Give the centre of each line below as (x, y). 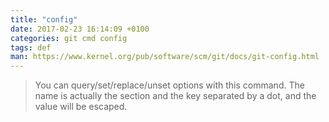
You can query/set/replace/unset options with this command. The (169, 85)
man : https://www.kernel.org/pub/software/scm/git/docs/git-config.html (165, 57)
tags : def (31, 47)
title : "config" (44, 19)
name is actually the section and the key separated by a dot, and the (175, 96)
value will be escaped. (81, 107)
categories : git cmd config (69, 38)
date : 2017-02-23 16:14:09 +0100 (80, 29)
